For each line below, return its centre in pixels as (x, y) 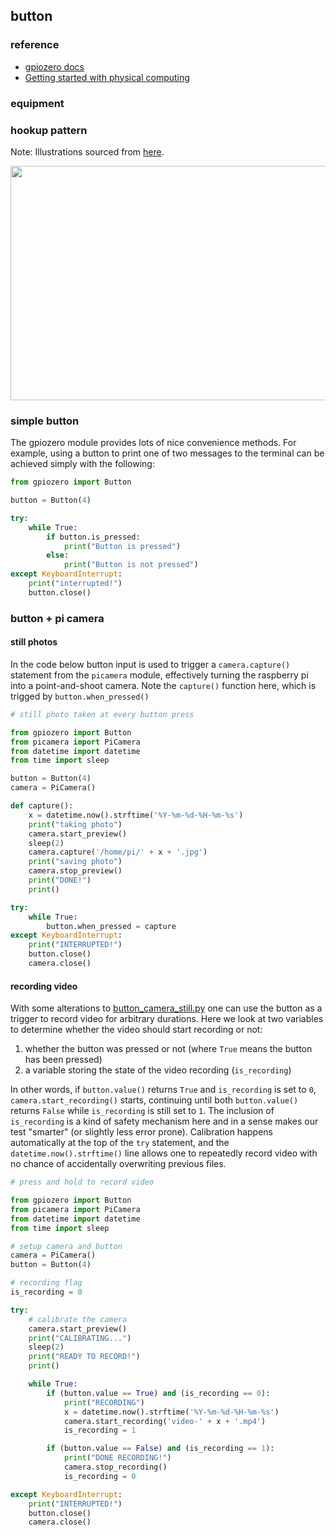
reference (35, 45)
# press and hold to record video (82, 1182)
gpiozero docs (54, 66)
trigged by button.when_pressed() (80, 696)
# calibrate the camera (78, 1319)
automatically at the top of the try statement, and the (120, 1143)
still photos (34, 642)
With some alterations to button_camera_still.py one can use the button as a (166, 1008)
